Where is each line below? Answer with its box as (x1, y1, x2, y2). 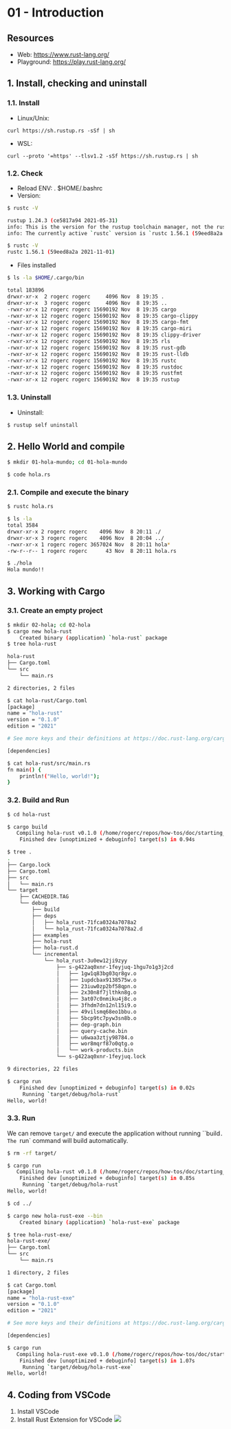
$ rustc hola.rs (7, 503, 54, 510)
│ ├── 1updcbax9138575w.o (56, 977, 137, 983)
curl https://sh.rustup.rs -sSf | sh (7, 127, 115, 134)
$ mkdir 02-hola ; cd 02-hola (7, 621, 91, 629)
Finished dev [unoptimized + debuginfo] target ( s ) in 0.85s (19, 1175, 195, 1182)
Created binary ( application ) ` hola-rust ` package (19, 634, 168, 641)
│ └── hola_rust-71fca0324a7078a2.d (32, 925, 143, 932)
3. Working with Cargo (7, 585, 105, 597)
